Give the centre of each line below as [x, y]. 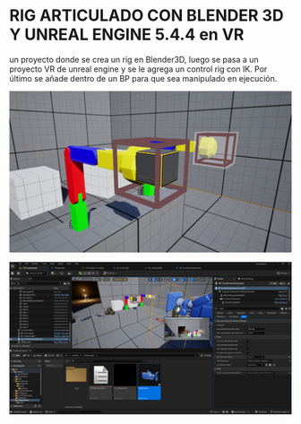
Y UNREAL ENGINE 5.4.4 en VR [127, 35]
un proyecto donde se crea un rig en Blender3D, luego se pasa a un [134, 59]
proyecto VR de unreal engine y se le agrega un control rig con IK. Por [138, 69]
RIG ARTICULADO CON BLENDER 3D [146, 16]
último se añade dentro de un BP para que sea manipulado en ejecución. [143, 78]
